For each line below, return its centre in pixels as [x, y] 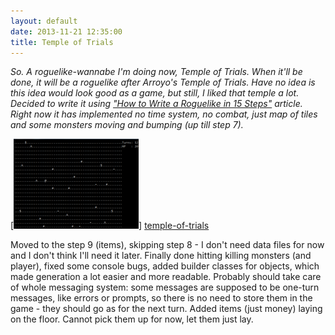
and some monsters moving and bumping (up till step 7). [127, 125]
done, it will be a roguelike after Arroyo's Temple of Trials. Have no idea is [163, 82]
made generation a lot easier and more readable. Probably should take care [166, 277]
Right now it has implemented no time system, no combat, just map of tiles [164, 114]
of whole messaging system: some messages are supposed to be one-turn [165, 287]
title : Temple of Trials [62, 42]
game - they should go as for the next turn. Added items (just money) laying [166, 309]
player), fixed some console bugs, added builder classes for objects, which [165, 266]
